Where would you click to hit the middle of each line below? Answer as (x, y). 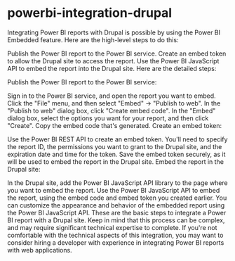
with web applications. (40, 250)
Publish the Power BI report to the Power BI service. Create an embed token (117, 53)
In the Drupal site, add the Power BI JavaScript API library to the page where (117, 183)
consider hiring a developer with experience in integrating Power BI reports (116, 242)
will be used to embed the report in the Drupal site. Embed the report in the (116, 161)
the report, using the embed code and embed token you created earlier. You (117, 198)
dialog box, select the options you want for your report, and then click (108, 118)
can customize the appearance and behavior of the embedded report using (116, 205)
